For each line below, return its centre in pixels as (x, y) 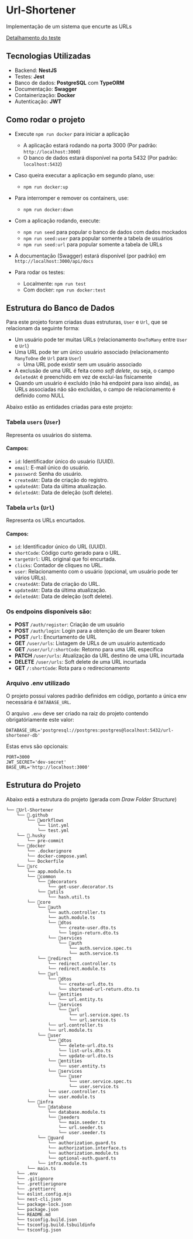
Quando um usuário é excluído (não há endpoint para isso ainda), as (97, 383)
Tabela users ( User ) (33, 422)
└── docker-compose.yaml (57, 856)
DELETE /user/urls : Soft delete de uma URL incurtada (80, 661)
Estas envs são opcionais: (37, 746)
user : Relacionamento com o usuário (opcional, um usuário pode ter (96, 572)
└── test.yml (53, 830)
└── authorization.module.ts (83, 1153)
